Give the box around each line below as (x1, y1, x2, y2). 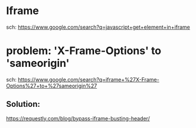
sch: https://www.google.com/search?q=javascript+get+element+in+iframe (6, 23, 191, 31)
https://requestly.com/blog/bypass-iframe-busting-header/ (6, 114, 151, 122)
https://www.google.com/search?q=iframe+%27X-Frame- (17, 76, 159, 83)
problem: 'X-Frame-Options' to (6, 44, 162, 58)
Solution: (6, 99, 40, 109)
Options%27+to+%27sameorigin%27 (6, 82, 97, 89)
